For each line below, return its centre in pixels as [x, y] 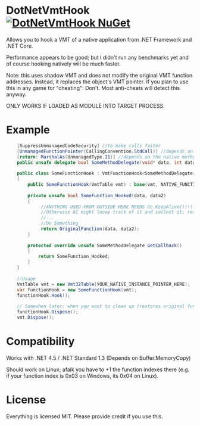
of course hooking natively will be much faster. [63, 64]
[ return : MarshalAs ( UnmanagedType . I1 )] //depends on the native [98, 157]
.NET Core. [20, 46]
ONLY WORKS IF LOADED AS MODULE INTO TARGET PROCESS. [85, 105]
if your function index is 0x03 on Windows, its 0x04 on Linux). [82, 375]
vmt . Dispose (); [36, 318]
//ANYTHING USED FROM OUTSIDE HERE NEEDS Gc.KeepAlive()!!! [117, 207]
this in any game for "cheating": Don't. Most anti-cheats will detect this [93, 88]
